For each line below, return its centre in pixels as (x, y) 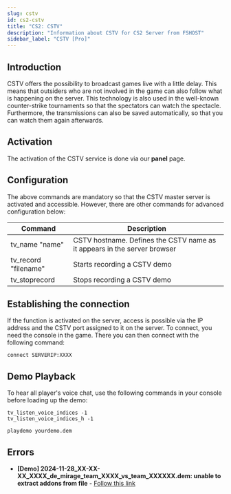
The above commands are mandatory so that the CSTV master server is (109, 196)
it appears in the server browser (125, 249)
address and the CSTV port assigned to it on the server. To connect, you (110, 328)
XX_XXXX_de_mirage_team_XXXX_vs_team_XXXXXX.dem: (104, 476)
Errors (21, 452)
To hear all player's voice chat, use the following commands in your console (114, 393)
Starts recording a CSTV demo (122, 264)
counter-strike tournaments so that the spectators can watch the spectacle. (114, 105)
